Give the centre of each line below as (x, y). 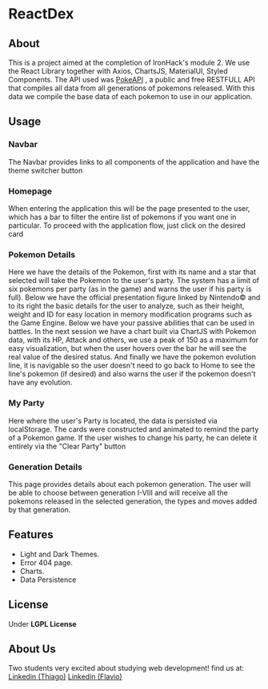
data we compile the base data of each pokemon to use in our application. (130, 96)
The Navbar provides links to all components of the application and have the (134, 161)
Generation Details (45, 467)
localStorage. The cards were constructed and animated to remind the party (134, 429)
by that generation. (40, 509)
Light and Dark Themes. (60, 554)
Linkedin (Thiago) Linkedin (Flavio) (65, 677)
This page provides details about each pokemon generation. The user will (130, 484)
